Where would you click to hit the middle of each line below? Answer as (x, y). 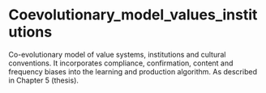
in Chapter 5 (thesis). (44, 80)
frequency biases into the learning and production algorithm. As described (133, 71)
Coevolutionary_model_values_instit (133, 15)
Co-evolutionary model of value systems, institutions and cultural (117, 54)
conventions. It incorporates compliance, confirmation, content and (121, 63)
